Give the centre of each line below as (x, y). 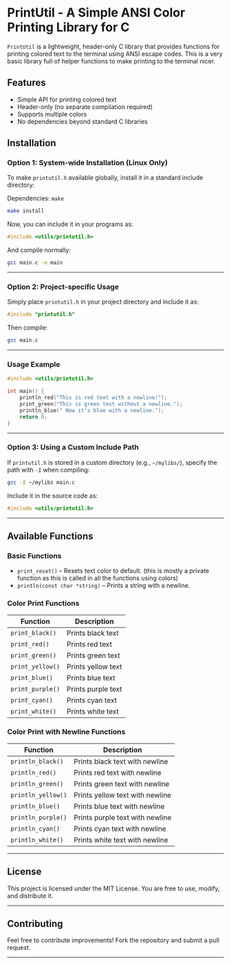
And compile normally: (39, 250)
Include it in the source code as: (53, 495)
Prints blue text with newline (119, 806)
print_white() (34, 711)
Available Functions (51, 536)
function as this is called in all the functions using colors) (98, 578)
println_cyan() (35, 828)
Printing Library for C (68, 27)
